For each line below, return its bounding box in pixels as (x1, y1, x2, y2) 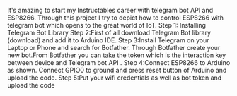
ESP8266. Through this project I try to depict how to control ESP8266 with (7, 13, 224, 22)
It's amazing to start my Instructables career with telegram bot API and (7, 6, 214, 14)
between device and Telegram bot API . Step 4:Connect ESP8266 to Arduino (7, 59, 231, 66)
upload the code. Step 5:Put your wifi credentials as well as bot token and (7, 73, 222, 82)
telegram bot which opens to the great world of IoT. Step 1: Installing (7, 21, 207, 29)
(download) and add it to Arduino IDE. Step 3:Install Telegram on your (7, 36, 209, 44)
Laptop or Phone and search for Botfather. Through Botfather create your (7, 44, 221, 52)
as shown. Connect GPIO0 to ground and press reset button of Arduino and (7, 66, 227, 74)
